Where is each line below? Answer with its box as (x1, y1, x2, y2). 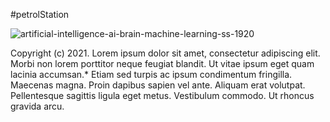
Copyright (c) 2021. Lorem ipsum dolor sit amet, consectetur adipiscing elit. (10, 47, 321, 59)
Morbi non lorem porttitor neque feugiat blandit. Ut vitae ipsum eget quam (10, 58, 315, 69)
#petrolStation (10, 9, 70, 20)
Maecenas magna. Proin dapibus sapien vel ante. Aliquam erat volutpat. (10, 79, 306, 91)
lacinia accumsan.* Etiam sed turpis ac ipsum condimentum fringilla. (10, 69, 293, 80)
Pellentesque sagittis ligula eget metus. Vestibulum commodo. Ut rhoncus (10, 90, 315, 101)
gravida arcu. (10, 100, 65, 112)
